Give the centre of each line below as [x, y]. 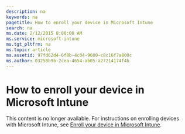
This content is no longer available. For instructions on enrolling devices [93, 119]
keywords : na [22, 17]
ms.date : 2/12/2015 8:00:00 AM [44, 33]
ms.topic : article [28, 50]
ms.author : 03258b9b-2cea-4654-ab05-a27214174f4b [68, 61]
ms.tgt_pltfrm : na [28, 45]
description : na [26, 11]
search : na [19, 28]
